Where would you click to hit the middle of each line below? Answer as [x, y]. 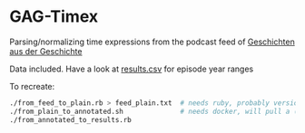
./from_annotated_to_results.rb [70, 119]
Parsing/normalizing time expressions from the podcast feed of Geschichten [152, 42]
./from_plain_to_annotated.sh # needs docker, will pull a [150, 111]
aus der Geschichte [46, 51]
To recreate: [32, 86]
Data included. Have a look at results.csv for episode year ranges [132, 69]
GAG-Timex [54, 17]
